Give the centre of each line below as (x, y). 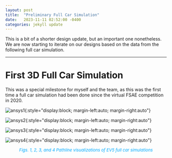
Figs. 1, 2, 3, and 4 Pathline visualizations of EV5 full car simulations (86, 150)
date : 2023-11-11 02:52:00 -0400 (43, 19)
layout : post (19, 10)
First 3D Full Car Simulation (64, 75)
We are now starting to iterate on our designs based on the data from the (82, 45)
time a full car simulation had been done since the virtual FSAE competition (84, 95)
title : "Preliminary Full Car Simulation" (52, 15)
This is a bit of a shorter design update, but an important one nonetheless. (83, 39)
